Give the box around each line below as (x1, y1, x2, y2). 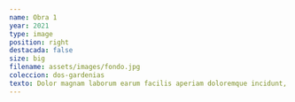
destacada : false (9, 46, 74, 55)
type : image (9, 29, 53, 38)
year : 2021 (9, 21, 50, 30)
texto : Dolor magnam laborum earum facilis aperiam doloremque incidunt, (9, 79, 288, 88)
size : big (9, 54, 46, 63)
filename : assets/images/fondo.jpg (9, 63, 141, 72)
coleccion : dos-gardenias (9, 71, 105, 80)
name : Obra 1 (9, 12, 58, 22)
